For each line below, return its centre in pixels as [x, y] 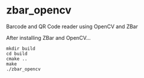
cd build [17, 53]
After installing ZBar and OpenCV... [48, 38]
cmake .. [17, 59]
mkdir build [21, 48]
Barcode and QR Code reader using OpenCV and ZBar [72, 26]
